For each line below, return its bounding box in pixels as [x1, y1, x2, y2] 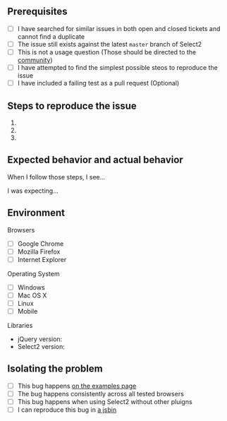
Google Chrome [17, 239, 64, 248]
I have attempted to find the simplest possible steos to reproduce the [17, 64, 219, 71]
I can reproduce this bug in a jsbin [17, 405, 117, 414]
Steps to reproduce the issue [7, 100, 137, 112]
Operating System [7, 269, 60, 278]
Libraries [7, 321, 33, 329]
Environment [7, 207, 66, 219]
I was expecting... [7, 186, 59, 195]
